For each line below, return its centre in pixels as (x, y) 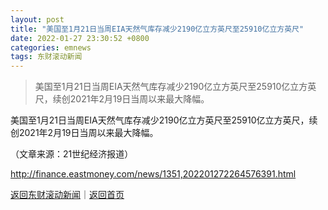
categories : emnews (51, 47)
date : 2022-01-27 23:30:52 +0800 (80, 38)
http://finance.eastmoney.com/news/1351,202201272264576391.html (153, 174)
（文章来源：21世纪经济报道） (72, 154)
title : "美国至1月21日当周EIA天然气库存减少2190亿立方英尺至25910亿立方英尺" (157, 29)
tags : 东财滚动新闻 (46, 57)
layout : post (37, 19)
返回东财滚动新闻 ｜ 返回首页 (67, 195)
